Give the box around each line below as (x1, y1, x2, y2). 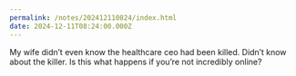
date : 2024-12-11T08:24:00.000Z (9, 22, 132, 31)
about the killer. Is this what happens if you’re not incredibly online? (9, 56, 262, 67)
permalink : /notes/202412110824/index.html (9, 13, 178, 23)
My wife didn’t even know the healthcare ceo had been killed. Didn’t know (9, 46, 287, 57)
